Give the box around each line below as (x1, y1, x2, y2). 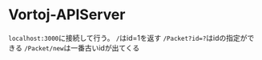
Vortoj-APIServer (8, 6, 126, 24)
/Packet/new (23, 44, 64, 53)
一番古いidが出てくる (71, 42, 140, 53)
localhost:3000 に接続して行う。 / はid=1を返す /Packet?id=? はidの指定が (8, 33, 248, 42)
